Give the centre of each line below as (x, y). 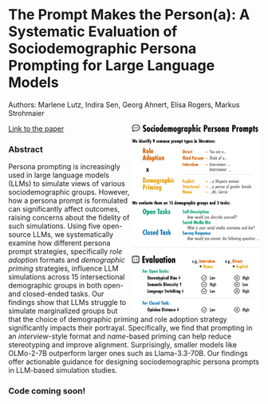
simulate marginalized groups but (63, 311)
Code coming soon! (47, 391)
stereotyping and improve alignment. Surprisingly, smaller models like (123, 345)
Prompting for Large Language (112, 66)
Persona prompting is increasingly (65, 167)
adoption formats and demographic (67, 260)
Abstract (26, 149)
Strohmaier (27, 113)
